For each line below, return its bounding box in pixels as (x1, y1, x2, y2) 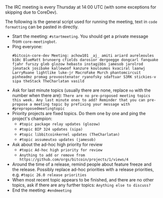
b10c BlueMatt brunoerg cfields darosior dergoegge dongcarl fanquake (12, 58, 159, 62)
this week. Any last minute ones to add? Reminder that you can (12, 98, 145, 102)
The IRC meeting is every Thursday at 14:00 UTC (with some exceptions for (5, 4, 157, 10)
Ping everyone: (12, 44, 43, 49)
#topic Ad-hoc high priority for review (19, 148, 103, 153)
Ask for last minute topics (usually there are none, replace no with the (12, 87, 151, 93)
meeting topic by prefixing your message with (34, 102, 130, 107)
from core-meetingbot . (12, 39, 57, 44)
